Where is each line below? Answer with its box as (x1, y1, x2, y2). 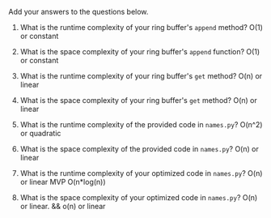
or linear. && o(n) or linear (19, 202, 106, 211)
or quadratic (19, 129, 61, 138)
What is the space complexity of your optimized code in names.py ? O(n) (19, 193, 258, 202)
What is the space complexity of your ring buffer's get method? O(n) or (19, 96, 257, 105)
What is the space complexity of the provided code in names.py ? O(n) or (19, 144, 259, 153)
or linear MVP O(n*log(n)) (19, 177, 107, 186)
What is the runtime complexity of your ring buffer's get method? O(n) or (19, 71, 263, 80)
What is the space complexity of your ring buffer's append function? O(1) (19, 47, 260, 56)
